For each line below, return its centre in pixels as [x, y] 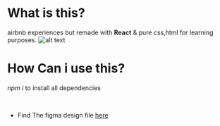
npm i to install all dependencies [54, 88]
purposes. [22, 39]
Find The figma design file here [63, 115]
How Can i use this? [66, 69]
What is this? [47, 13]
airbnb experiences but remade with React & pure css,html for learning [110, 32]
